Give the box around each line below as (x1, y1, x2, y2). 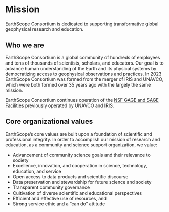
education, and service (12, 168, 61, 174)
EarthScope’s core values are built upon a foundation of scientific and (5, 131, 152, 137)
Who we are (5, 41, 45, 50)
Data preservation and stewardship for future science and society (12, 179, 152, 185)
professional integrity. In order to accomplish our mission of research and (5, 136, 160, 142)
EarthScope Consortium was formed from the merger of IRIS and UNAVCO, (5, 76, 164, 82)
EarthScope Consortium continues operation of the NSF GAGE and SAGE (5, 97, 159, 103)
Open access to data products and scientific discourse (12, 173, 129, 180)
